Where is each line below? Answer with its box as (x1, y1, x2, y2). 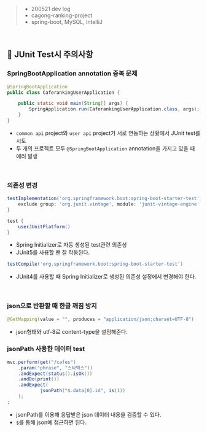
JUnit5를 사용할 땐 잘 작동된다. (15, 249, 90, 256)
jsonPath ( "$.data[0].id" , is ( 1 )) (39, 388, 125, 394)
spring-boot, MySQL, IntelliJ (31, 18, 103, 25)
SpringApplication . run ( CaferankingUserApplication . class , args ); (29, 106, 200, 112)
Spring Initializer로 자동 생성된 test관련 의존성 (15, 241, 127, 249)
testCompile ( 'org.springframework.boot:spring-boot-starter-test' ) (7, 261, 184, 268)
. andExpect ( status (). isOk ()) (18, 371, 93, 377)
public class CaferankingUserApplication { (7, 89, 120, 96)
